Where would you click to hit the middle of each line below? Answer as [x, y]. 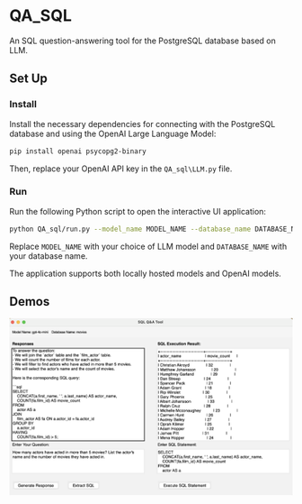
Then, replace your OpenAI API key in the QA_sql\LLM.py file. [121, 169]
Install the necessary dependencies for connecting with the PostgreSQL [142, 124]
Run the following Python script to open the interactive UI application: [138, 211]
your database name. [49, 256]
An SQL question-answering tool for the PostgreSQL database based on [142, 41]
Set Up [28, 79]
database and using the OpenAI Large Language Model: [113, 133]
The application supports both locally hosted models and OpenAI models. [145, 273]
